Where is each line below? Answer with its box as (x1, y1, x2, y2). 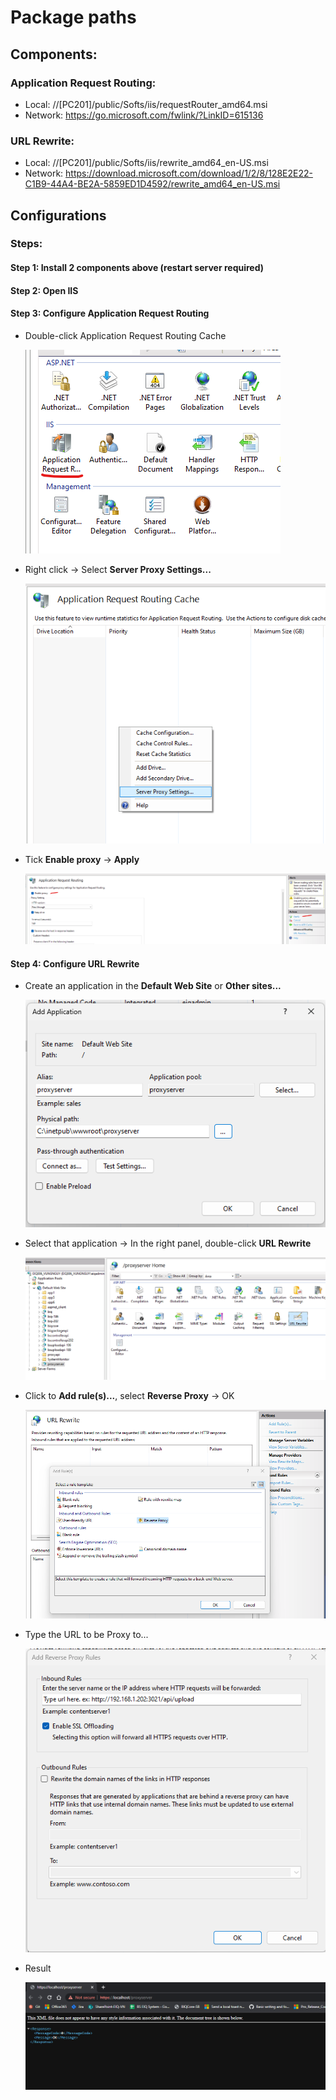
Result (24, 1962, 52, 1974)
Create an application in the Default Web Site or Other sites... (24, 980, 282, 992)
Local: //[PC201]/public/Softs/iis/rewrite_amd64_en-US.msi (24, 157, 269, 169)
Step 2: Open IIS (10, 284, 79, 296)
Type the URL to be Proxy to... (24, 1628, 149, 1640)
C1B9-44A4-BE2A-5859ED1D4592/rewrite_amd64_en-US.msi (24, 178, 281, 190)
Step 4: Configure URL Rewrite (10, 957, 140, 970)
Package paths (10, 6, 137, 29)
